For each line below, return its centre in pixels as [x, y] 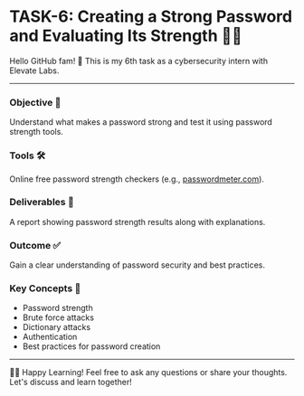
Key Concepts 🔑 [45, 288]
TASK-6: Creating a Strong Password [151, 17]
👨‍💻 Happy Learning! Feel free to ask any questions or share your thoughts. [148, 372]
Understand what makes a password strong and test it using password [141, 122]
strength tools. [36, 132]
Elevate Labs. [34, 71]
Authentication [50, 337]
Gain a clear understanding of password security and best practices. [137, 265]
